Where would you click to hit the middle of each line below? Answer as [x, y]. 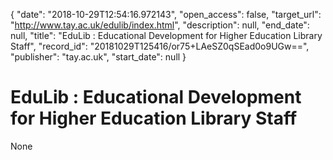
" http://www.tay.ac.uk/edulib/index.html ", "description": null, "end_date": [160, 25]
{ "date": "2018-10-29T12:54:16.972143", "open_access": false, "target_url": [166, 14]
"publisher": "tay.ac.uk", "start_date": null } [98, 57]
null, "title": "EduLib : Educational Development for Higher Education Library [166, 35]
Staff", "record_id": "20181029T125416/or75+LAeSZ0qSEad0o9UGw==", [160, 46]
